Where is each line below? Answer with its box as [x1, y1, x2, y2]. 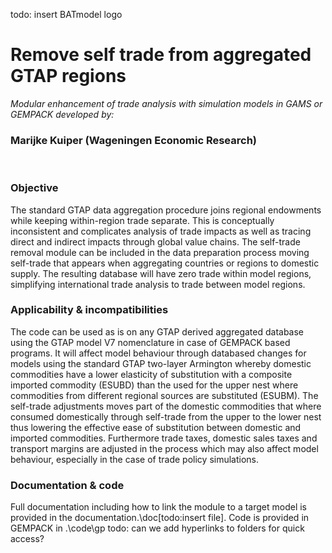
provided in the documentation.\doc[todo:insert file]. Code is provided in [10, 512, 310, 524]
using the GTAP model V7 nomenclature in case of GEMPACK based [10, 336, 291, 348]
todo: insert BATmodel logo [10, 9, 123, 20]
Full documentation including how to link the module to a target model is [10, 501, 308, 513]
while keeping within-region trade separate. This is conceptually [10, 214, 275, 226]
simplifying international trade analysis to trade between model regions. [10, 278, 306, 290]
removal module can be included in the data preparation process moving [10, 246, 310, 258]
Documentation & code [10, 478, 125, 492]
